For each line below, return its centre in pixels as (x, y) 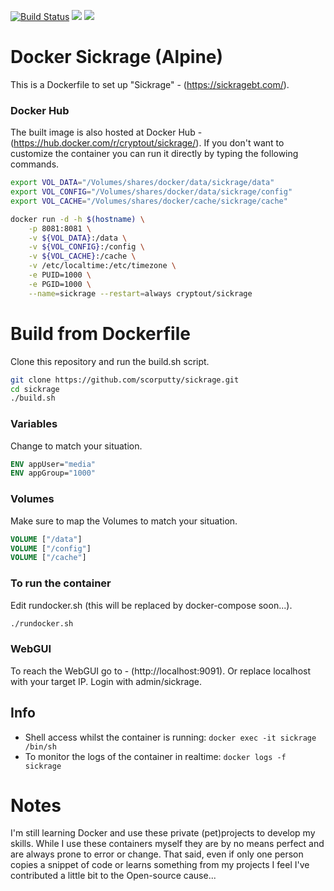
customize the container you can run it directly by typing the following (154, 154)
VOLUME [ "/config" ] (51, 548)
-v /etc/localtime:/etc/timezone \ (102, 266)
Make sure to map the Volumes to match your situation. (124, 521)
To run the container (61, 583)
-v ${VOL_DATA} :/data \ (78, 238)
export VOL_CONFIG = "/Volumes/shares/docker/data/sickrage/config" (151, 192)
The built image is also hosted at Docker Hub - (106, 132)
